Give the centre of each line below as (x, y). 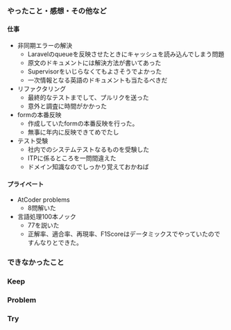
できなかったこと (36, 263)
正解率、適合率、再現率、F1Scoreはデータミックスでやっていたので (124, 234)
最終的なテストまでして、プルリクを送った (88, 98)
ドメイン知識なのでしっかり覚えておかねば (88, 167)
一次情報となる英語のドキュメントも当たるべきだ (97, 80)
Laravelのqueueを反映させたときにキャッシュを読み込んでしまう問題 (126, 54)
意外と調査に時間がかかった (67, 106)
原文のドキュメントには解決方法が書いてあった (94, 63)
